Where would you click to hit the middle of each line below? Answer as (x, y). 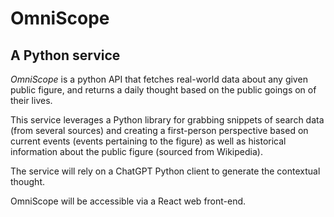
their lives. (31, 100)
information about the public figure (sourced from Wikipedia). (136, 151)
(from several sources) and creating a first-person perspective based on (159, 130)
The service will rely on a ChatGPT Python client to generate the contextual (165, 171)
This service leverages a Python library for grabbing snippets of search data (167, 120)
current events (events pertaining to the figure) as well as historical (148, 141)
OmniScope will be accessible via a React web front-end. (128, 201)
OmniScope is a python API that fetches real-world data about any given (159, 79)
